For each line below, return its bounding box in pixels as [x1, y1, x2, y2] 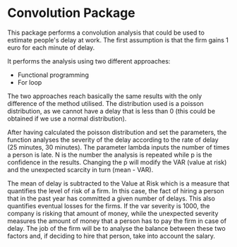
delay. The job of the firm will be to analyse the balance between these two [7, 224, 226, 232]
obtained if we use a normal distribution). [7, 114, 127, 123]
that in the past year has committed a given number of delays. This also [7, 194, 215, 203]
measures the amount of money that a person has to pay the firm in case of [7, 217, 227, 225]
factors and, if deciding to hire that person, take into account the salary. [7, 231, 216, 240]
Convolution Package [7, 5, 135, 21]
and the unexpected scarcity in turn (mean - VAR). [7, 165, 154, 174]
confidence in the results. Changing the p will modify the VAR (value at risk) [7, 157, 227, 167]
